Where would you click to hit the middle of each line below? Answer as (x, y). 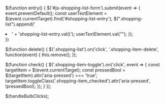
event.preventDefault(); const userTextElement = (56, 13)
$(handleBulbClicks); (27, 96)
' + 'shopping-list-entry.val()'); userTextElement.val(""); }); (73, 34)
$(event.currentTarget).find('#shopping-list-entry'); (59, 19)
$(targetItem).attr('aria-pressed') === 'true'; (52, 75)
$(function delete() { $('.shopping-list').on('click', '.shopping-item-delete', (82, 49)
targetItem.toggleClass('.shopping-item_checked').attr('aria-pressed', (78, 81)
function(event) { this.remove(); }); (41, 55)
